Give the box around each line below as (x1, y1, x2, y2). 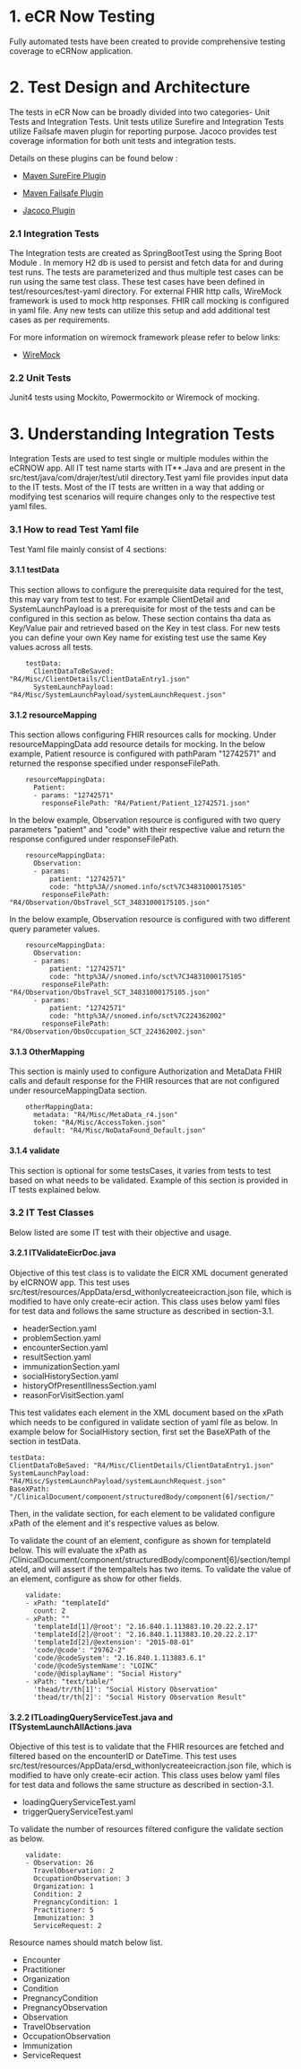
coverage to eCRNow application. (9, 45, 133, 56)
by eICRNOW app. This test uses (9, 1277, 130, 1288)
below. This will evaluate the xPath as (9, 1545, 148, 1555)
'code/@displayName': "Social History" (32, 1669, 182, 1678)
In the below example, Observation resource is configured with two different (9, 914, 291, 925)
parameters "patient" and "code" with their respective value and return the (9, 824, 285, 835)
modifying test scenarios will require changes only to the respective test (9, 491, 276, 502)
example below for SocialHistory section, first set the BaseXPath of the (9, 1426, 271, 1438)
